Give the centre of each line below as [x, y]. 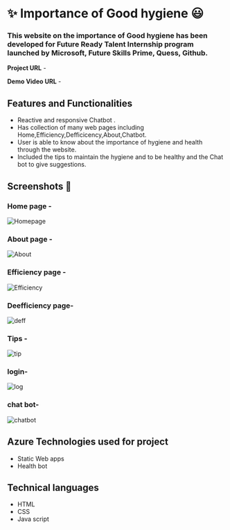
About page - [30, 239]
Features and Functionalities [70, 103]
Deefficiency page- [41, 306]
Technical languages [53, 487]
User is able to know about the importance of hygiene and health [110, 142]
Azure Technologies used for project [88, 442]
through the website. [47, 150]
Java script [33, 519]
